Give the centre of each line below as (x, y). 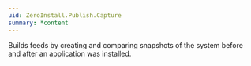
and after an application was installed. (70, 53)
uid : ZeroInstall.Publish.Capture (65, 15)
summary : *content (38, 23)
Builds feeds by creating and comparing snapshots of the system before (126, 45)
